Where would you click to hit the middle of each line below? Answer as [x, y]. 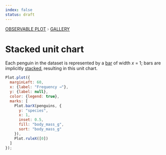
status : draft [20, 15]
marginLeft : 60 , [27, 83]
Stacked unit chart [45, 49]
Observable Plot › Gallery [38, 29]
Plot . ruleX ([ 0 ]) [31, 138]
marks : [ [19, 101]
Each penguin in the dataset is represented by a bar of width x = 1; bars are [83, 63]
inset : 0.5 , [31, 120]
